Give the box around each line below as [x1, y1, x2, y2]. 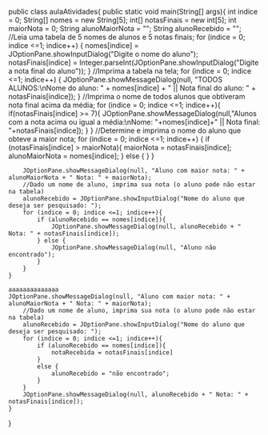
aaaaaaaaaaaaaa [8, 285, 59, 293]
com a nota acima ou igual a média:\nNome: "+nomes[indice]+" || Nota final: [8, 118, 261, 126]
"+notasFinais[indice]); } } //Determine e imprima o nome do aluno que [8, 126, 242, 135]
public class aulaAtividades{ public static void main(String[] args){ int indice [8, 7, 258, 16]
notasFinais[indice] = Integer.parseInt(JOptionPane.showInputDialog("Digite [8, 58, 259, 67]
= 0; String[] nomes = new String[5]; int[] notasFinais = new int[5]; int [8, 15, 238, 25]
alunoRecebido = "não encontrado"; [50, 369, 170, 377]
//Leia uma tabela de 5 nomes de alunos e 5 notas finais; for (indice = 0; [8, 32, 246, 42]
